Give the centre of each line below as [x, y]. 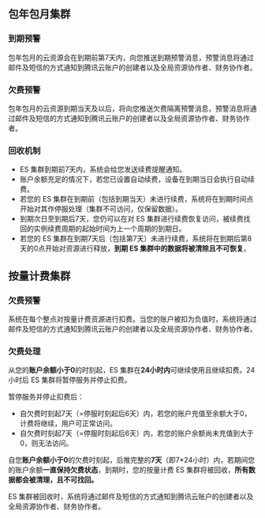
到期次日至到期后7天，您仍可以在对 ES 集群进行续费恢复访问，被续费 [131, 219]
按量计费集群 [39, 276]
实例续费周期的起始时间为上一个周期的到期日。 [110, 229]
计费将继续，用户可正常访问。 [68, 423]
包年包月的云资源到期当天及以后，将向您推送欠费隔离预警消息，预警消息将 [129, 108]
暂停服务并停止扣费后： [46, 397]
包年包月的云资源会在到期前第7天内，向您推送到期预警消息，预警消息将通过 [131, 57]
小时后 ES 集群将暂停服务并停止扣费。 [70, 380]
